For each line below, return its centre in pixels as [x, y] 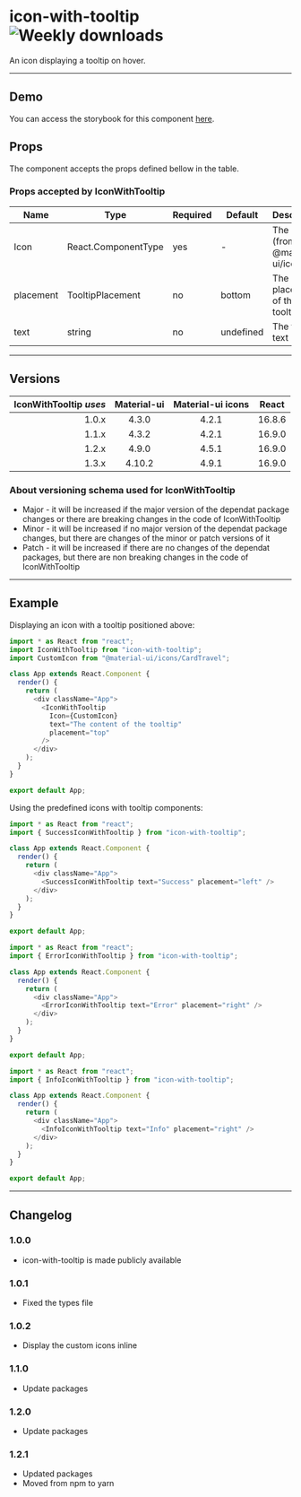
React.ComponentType [115, 247]
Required [192, 214]
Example [34, 603]
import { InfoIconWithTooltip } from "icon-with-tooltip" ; [122, 1079]
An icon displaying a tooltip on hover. [77, 60]
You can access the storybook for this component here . [112, 118]
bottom [236, 295]
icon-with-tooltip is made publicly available [102, 1260]
